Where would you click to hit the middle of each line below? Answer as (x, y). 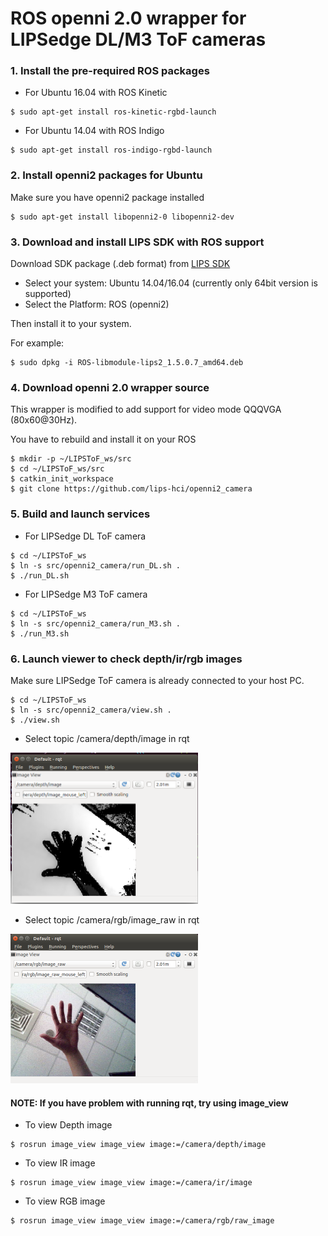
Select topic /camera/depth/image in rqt (107, 738)
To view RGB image (65, 1201)
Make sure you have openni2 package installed (107, 197)
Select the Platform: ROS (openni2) (97, 304)
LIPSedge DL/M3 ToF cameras (138, 39)
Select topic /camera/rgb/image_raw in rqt (112, 919)
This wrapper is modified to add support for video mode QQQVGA (146, 409)
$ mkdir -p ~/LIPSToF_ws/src (71, 459)
